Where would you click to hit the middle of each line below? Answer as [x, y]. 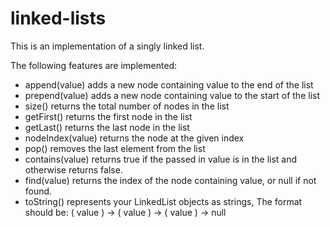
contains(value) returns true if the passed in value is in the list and [161, 159]
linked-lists [58, 18]
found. [38, 191]
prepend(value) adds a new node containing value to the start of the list [172, 95]
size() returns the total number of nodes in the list [127, 106]
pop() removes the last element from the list [115, 148]
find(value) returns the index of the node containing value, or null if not [170, 180]
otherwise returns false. [73, 169]
